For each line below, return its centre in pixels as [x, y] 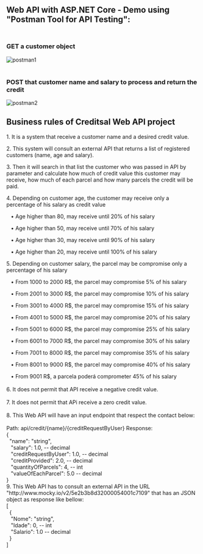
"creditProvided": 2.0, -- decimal [52, 460]
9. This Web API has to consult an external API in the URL [78, 486]
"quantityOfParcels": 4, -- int [47, 467]
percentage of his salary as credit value [56, 204]
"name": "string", [30, 441]
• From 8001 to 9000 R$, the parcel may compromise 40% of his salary [101, 364]
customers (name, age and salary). [50, 155]
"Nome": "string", [33, 519]
